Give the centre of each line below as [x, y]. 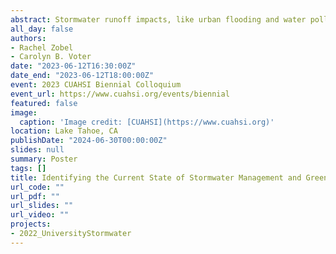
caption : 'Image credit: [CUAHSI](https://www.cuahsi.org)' [147, 122]
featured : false [44, 103]
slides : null [37, 150]
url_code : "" [37, 187]
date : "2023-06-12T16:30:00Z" [73, 66]
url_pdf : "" [35, 196]
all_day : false [42, 29]
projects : [31, 224]
